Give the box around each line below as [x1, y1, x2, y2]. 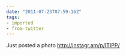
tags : [6, 14, 20, 20]
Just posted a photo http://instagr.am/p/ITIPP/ [6, 42, 120, 49]
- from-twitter [6, 25, 44, 32]
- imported [6, 20, 34, 26]
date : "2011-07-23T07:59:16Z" [6, 8, 82, 15]
